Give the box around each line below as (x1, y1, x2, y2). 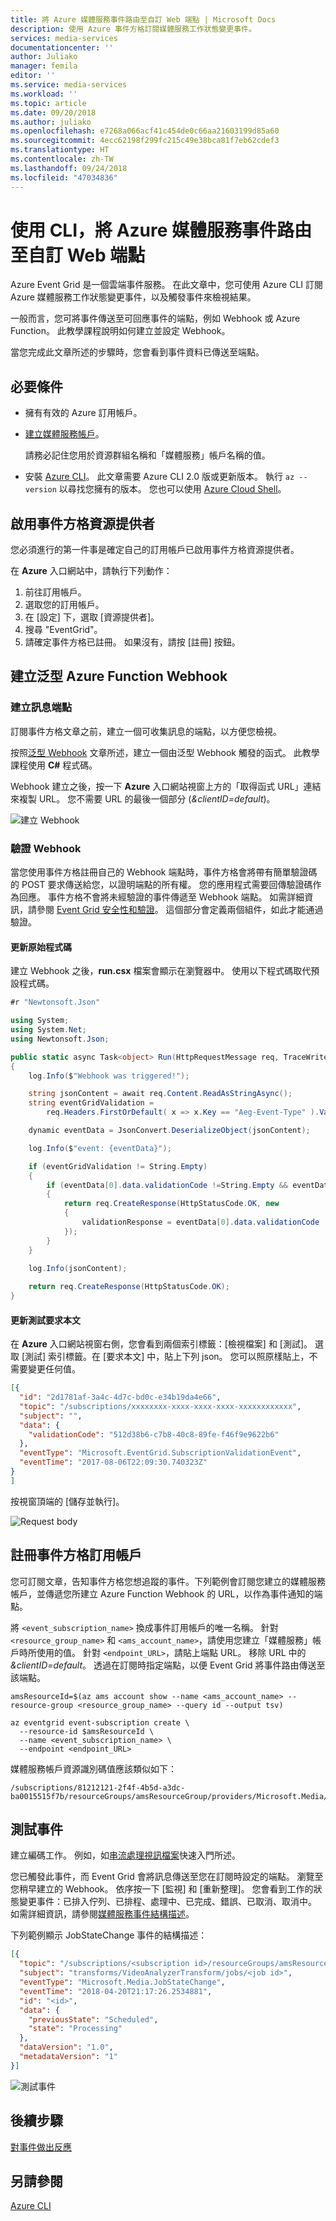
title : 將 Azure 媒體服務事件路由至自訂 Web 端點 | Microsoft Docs (10, 14, 277, 25)
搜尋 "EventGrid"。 (24, 624, 103, 636)
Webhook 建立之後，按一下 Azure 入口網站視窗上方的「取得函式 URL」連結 (10, 780, 322, 792)
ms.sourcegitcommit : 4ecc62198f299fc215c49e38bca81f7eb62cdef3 (10, 136, 280, 146)
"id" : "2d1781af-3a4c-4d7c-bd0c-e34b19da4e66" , (19, 1392, 222, 1403)
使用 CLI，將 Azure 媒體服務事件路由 (10, 219, 313, 241)
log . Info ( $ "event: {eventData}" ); (28, 1143, 172, 1153)
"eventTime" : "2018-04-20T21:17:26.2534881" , (19, 1986, 213, 1996)
